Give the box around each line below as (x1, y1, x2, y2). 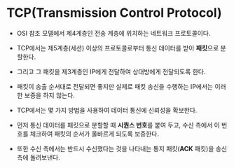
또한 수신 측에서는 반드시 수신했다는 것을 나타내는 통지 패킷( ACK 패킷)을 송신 (16, 144, 227, 153)
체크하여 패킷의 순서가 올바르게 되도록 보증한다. (29, 129, 159, 138)
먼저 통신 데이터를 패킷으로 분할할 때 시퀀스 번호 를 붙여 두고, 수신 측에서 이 (16, 120, 220, 129)
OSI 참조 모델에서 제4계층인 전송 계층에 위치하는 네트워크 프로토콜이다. (16, 29, 211, 37)
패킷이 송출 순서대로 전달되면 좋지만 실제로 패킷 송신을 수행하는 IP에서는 (16, 82, 214, 90)
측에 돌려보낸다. (16, 153, 60, 162)
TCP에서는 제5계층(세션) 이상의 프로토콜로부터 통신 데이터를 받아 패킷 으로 (16, 43, 219, 52)
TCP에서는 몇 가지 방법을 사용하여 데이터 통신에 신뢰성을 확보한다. (16, 106, 198, 114)
